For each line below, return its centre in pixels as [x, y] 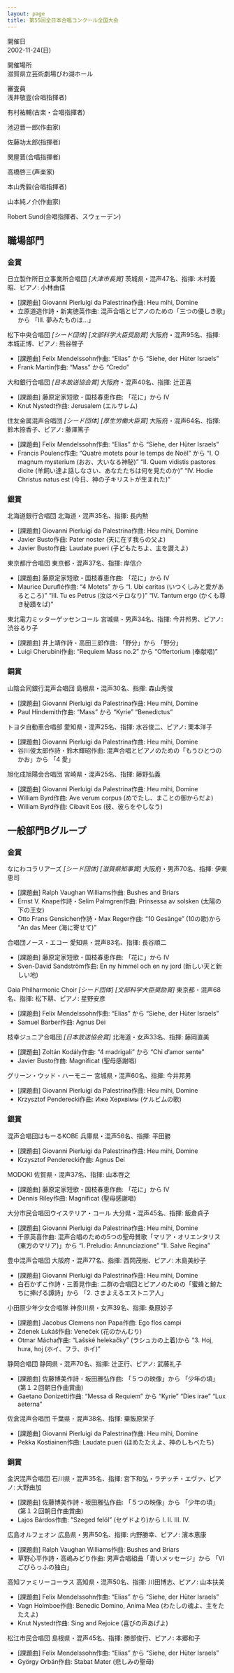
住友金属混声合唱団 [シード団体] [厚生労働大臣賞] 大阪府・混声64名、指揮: [114, 421]
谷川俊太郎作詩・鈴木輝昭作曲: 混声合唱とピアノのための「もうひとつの [119, 750]
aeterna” [30, 1404]
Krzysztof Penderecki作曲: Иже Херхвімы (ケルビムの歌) [99, 1099]
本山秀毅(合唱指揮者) [37, 186]
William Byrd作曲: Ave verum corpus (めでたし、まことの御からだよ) [115, 798]
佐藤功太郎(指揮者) [34, 142]
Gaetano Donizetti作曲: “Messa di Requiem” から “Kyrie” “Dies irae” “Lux [121, 1396]
